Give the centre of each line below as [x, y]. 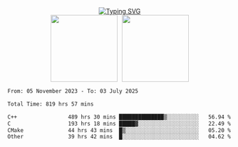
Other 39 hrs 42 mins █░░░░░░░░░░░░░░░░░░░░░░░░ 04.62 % [119, 137]
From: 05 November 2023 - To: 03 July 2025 [73, 91]
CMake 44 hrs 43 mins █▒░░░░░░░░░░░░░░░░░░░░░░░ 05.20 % [119, 130]
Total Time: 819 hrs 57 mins [51, 104]
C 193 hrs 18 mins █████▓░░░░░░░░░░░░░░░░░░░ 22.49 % [119, 123]
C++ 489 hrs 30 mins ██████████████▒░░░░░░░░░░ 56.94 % [119, 117]
